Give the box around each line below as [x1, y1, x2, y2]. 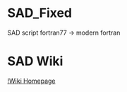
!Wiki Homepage [7, 76, 56, 85]
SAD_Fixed [7, 5, 73, 21]
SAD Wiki [7, 53, 64, 69]
